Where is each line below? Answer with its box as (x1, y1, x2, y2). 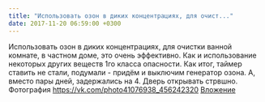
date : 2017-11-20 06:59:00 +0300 (8, 19, 122, 28)
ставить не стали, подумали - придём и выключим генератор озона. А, (8, 67, 256, 77)
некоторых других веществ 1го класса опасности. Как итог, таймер (8, 58, 243, 69)
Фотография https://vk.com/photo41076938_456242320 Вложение (8, 84, 237, 94)
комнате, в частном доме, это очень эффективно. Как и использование (8, 50, 257, 60)
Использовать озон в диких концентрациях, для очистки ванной (8, 41, 233, 51)
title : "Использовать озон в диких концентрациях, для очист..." (8, 11, 233, 20)
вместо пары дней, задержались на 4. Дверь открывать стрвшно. (8, 76, 238, 86)
